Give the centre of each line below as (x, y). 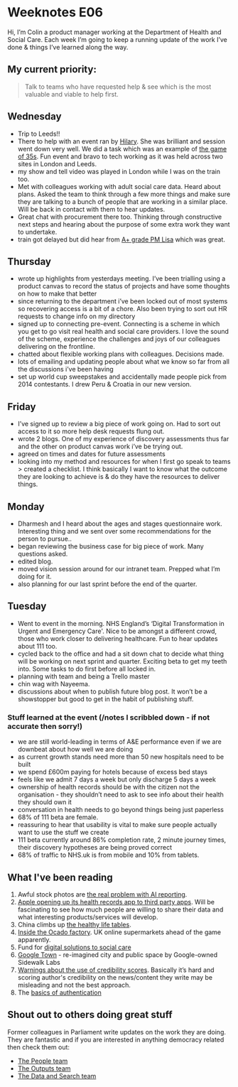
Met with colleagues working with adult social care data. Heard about (119, 186)
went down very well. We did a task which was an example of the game (122, 148)
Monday (26, 506)
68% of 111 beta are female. (58, 817)
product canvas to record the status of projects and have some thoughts (124, 286)
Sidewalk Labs (39, 962)
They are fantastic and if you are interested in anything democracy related (116, 1039)
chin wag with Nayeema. (54, 683)
